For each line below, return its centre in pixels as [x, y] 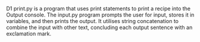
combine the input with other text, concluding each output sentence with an [99, 27]
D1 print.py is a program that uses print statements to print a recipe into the [99, 9]
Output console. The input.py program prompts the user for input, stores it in [100, 15]
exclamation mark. [29, 34]
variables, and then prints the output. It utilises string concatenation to [93, 21]
